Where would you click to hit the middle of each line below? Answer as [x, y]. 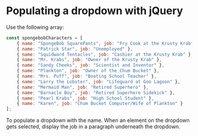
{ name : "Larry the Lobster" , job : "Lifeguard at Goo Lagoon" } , [99, 82]
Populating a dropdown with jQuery [95, 11]
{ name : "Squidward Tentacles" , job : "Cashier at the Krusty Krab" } [104, 54]
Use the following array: [35, 27]
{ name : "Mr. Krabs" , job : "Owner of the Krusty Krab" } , [89, 60]
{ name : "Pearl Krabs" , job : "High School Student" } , [85, 98]
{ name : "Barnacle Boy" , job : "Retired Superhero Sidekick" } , [96, 92]
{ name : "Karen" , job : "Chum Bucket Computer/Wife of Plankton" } [100, 104]
